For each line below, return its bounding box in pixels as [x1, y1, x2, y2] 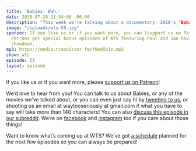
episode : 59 [6, 57, 35, 63]
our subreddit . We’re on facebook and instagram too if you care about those [6, 115, 188, 122]
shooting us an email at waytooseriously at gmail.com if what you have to [6, 103, 183, 110]
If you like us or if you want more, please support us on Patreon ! [6, 79, 160, 86]
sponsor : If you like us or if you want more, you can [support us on [6, 30, 181, 36]
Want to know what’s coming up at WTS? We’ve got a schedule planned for [6, 132, 187, 139]
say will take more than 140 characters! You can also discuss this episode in [6, 108, 188, 115]
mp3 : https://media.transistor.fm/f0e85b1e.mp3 [6, 47, 124, 52]
